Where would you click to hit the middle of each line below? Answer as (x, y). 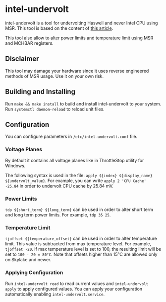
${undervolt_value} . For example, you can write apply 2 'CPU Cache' (76, 181)
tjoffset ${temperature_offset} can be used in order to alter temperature (81, 239)
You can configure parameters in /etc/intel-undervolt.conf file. (71, 137)
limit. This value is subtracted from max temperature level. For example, (78, 244)
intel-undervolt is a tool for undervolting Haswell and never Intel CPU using (82, 23)
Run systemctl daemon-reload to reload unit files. (55, 109)
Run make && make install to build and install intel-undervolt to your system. (83, 103)
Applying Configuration (34, 273)
